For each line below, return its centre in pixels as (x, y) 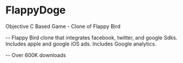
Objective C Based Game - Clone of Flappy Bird (63, 26)
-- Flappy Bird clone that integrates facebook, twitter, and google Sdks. (91, 37)
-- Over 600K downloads (36, 55)
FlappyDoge (35, 10)
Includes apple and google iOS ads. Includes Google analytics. (81, 44)
